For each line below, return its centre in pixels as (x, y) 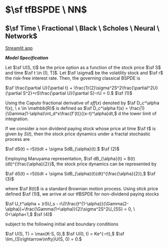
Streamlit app (19, 48)
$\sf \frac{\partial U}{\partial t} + (39, 88)
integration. (17, 119)
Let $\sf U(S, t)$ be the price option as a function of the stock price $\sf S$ (83, 67)
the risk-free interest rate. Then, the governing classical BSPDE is (73, 78)
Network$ (21, 36)
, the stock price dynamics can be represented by (105, 164)
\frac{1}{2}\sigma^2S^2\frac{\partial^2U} (116, 88)
